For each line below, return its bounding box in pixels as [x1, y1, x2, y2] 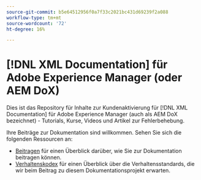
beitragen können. [15, 154, 62, 161]
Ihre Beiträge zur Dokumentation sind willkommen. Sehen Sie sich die [6, 129, 182, 137]
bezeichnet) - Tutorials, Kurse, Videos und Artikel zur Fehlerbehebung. [6, 117, 185, 124]
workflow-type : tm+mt [6, 15, 62, 21]
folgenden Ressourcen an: [6, 135, 73, 143]
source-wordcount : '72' [6, 20, 67, 26]
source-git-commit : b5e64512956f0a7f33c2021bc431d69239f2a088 [6, 9, 169, 15]
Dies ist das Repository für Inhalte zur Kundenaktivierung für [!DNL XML [6, 104, 188, 111]
